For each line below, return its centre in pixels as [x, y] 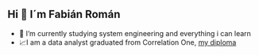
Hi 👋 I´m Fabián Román [64, 15]
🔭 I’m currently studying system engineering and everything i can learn [135, 33]
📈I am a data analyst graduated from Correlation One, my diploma [128, 42]
